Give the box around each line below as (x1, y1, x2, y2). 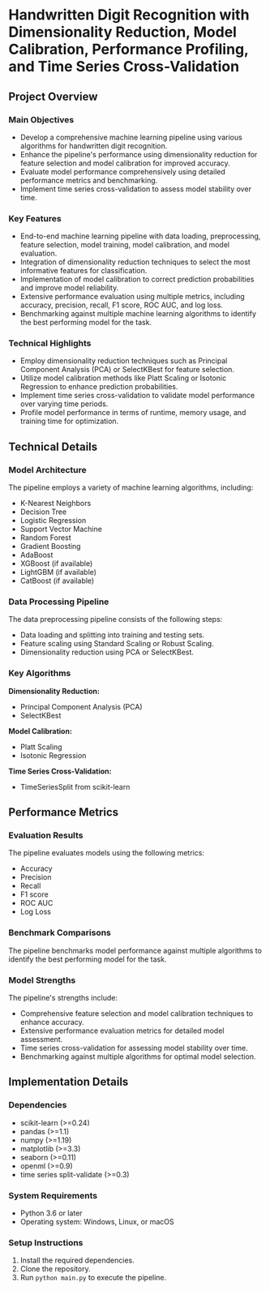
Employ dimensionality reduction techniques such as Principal (19, 356, 228, 366)
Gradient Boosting (19, 542, 81, 551)
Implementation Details (8, 1075, 129, 1089)
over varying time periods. (19, 399, 109, 409)
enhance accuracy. (19, 1018, 85, 1027)
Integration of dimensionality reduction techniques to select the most (19, 257, 251, 267)
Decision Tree (19, 507, 67, 516)
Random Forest (19, 533, 71, 542)
